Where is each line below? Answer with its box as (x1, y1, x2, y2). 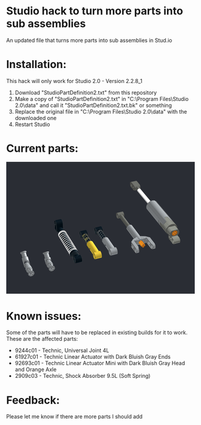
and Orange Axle (14, 366, 57, 373)
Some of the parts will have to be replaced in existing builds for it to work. (6, 329, 188, 336)
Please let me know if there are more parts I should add (6, 413, 143, 420)
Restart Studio (14, 121, 50, 128)
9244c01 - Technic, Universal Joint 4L (14, 347, 109, 354)
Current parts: (6, 142, 79, 155)
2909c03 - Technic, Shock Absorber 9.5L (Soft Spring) (14, 372, 151, 380)
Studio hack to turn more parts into (6, 4, 184, 18)
